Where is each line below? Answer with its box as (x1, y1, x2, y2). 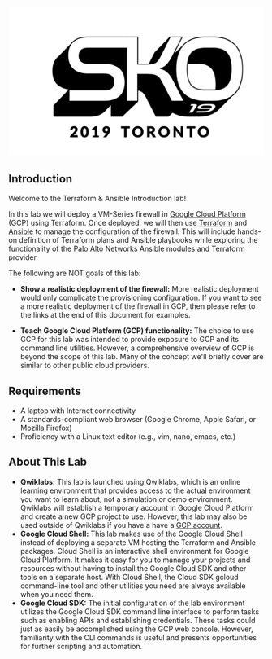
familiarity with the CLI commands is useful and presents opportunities (19, 632, 257, 642)
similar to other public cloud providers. (19, 361, 150, 371)
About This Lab (8, 455, 88, 469)
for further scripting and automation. (19, 641, 143, 651)
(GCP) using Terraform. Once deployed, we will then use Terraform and (8, 218, 248, 228)
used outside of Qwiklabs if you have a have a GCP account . (19, 520, 223, 529)
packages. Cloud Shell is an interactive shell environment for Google (19, 546, 249, 556)
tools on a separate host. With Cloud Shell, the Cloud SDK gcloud (19, 572, 239, 582)
